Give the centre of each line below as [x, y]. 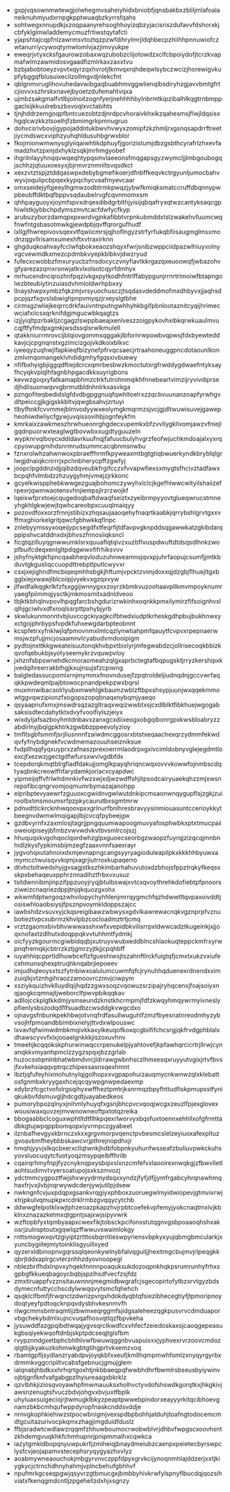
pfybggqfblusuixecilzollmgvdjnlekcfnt [67, 77]
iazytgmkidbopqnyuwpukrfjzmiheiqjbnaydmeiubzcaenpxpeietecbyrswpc [118, 1444]
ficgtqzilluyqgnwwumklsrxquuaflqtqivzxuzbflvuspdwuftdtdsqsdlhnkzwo [117, 542]
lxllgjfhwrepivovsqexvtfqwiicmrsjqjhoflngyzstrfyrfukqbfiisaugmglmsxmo [117, 232]
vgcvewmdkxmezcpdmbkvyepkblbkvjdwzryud [80, 254]
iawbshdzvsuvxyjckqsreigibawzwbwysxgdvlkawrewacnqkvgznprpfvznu [117, 912]
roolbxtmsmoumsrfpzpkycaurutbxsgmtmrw [76, 801]
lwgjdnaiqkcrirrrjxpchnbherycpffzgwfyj [70, 461]
